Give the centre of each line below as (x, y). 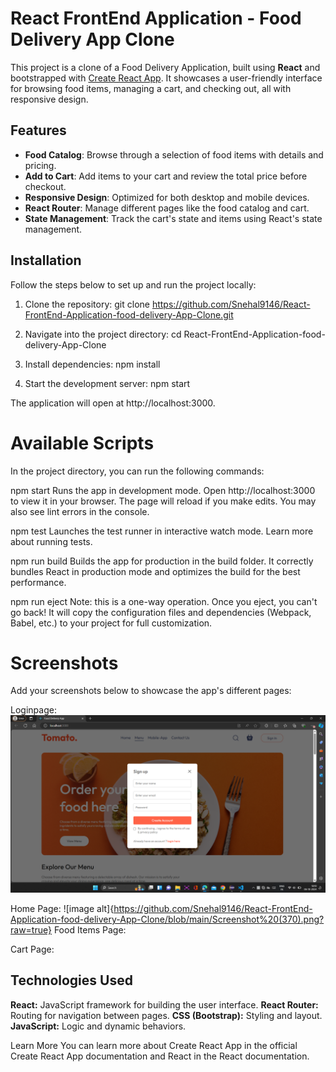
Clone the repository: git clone (87, 304)
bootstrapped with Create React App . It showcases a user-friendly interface (166, 78)
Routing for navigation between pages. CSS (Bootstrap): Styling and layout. (166, 1015)
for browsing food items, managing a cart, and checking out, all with (151, 88)
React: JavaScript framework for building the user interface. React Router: (164, 1004)
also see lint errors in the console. (80, 511)
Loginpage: (33, 710)
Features (38, 130)
